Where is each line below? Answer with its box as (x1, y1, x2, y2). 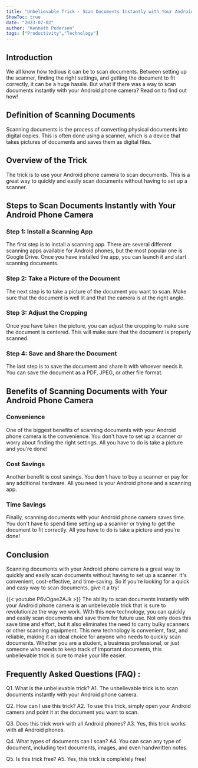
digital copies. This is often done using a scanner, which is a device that (6, 132, 181, 139)
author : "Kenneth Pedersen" (6, 25, 75, 31)
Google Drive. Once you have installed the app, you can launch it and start (6, 253, 187, 261)
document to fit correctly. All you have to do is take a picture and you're (6, 526, 180, 533)
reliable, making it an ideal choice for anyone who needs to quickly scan (6, 633, 181, 640)
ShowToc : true (6, 14, 41, 20)
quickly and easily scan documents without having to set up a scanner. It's (6, 572, 187, 579)
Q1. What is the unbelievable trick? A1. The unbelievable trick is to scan (6, 685, 179, 692)
